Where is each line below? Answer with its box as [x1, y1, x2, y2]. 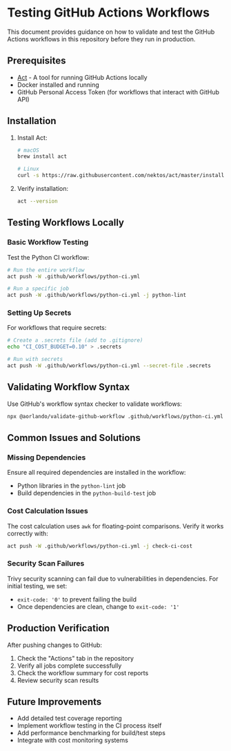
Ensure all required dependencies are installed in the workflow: [7, 469, 186, 477]
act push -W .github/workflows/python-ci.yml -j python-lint [7, 291, 187, 299]
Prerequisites [7, 55, 66, 67]
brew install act [17, 153, 68, 160]
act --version [17, 198, 58, 205]
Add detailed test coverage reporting [17, 714, 122, 723]
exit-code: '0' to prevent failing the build [17, 595, 137, 604]
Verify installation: [17, 185, 69, 193]
